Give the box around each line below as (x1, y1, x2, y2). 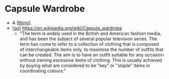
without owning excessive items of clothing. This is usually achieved (19, 57, 162, 63)
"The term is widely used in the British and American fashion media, (19, 30, 161, 36)
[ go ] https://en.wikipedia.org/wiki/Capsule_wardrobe (12, 25, 122, 31)
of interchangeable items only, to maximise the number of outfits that (19, 46, 164, 52)
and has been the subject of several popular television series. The (19, 36, 157, 42)
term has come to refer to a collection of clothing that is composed (19, 41, 159, 47)
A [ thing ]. (12, 20, 32, 26)
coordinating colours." (19, 67, 66, 73)
